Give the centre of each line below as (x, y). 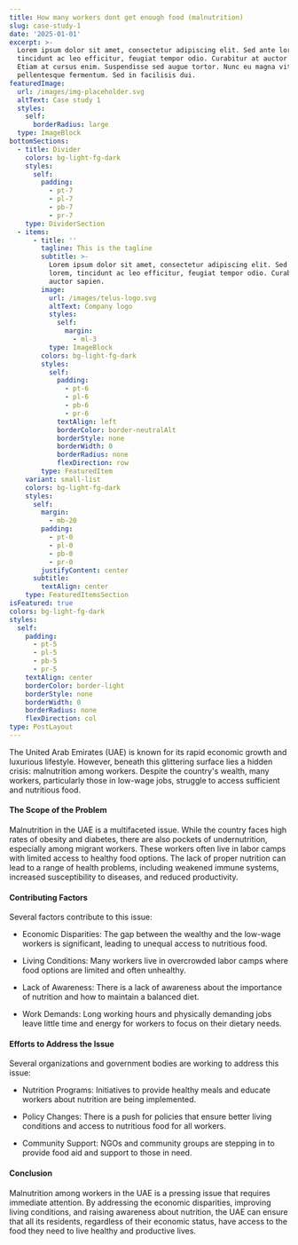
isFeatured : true (41, 603)
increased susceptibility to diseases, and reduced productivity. (124, 877)
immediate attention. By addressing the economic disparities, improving (140, 1202)
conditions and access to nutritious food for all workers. (124, 1126)
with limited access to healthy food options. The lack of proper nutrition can (148, 858)
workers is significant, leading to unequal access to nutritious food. (145, 944)
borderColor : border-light (75, 686)
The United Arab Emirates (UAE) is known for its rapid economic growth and (148, 752)
